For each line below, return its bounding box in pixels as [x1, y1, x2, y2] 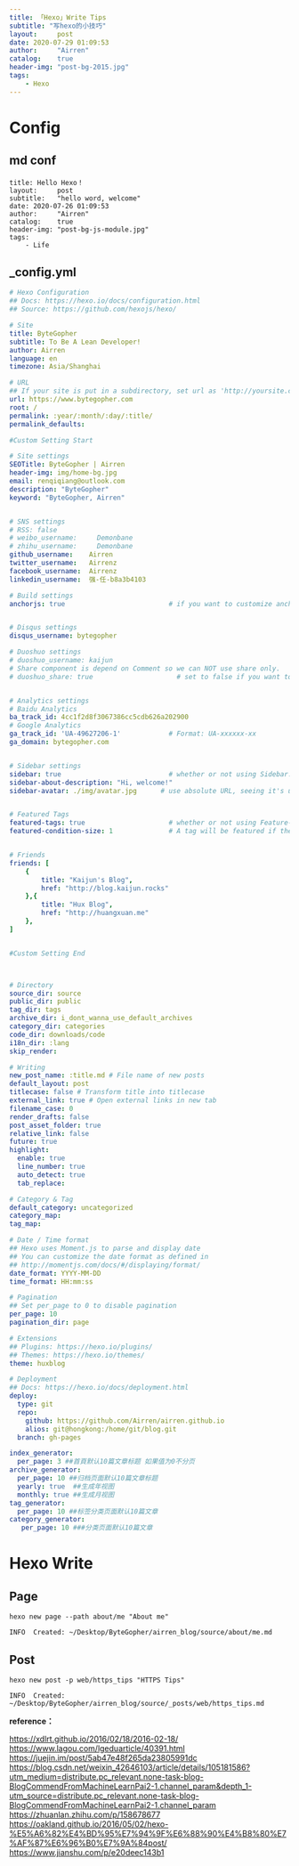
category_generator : [9, 1515, 86, 1524]
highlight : [9, 1146, 50, 1155]
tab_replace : [17, 1179, 66, 1188]
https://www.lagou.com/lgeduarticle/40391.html [9, 1743, 185, 1754]
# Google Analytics [9, 721, 82, 730]
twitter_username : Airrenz [9, 558, 117, 568]
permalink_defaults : [9, 419, 86, 428]
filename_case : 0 [9, 1104, 74, 1113]
